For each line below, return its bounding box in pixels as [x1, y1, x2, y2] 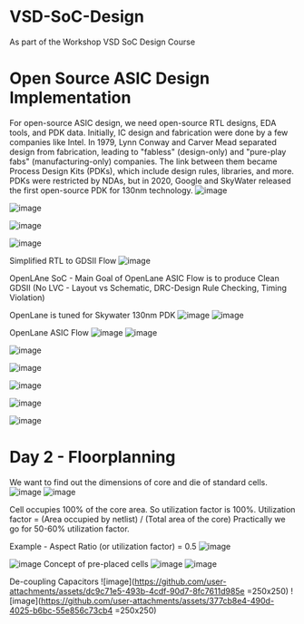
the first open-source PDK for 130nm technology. [9, 184, 193, 196]
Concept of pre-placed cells [44, 558, 149, 569]
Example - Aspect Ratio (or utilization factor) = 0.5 [9, 541, 197, 551]
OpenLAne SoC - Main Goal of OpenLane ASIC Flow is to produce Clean [9, 272, 279, 283]
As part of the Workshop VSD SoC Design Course [9, 36, 196, 47]
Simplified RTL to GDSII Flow [9, 255, 117, 266]
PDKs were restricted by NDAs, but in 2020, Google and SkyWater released [9, 175, 292, 186]
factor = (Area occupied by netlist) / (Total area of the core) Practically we [9, 513, 286, 524]
